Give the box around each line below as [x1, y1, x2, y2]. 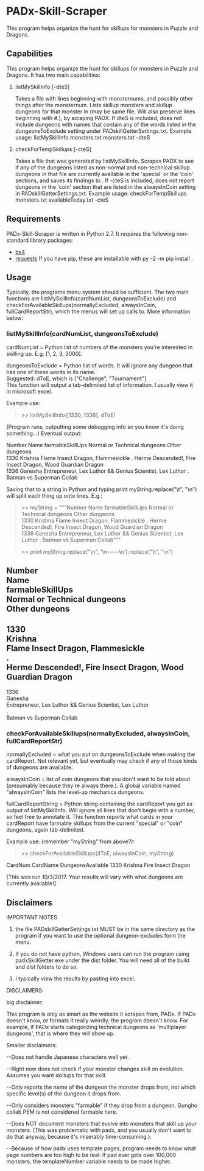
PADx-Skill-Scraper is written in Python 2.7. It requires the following [6, 230, 175, 237]
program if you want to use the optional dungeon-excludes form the [15, 932, 186, 939]
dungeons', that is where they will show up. [6, 1030, 115, 1037]
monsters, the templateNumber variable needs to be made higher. [6, 1158, 172, 1165]
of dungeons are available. [6, 763, 73, 771]
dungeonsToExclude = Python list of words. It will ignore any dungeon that [6, 361, 193, 369]
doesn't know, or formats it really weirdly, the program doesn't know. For [6, 1016, 189, 1024]
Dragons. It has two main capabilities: [6, 71, 100, 79]
